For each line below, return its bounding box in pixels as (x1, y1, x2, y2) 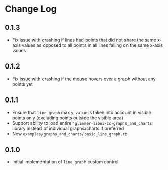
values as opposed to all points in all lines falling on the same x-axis (22, 42, 163, 48)
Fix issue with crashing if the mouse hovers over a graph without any (12, 76, 156, 82)
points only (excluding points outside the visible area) (12, 115, 123, 121)
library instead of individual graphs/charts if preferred (12, 125, 124, 131)
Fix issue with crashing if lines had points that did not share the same (12, 37, 156, 43)
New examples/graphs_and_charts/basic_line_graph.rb (12, 130, 128, 137)
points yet (12, 81, 33, 87)
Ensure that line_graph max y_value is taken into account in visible (12, 109, 151, 115)
